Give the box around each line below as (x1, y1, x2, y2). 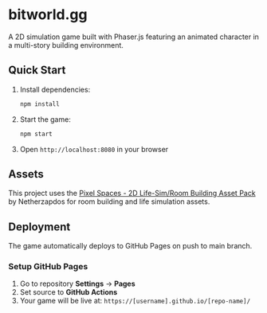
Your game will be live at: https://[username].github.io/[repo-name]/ (19, 296, 251, 306)
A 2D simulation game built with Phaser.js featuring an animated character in (8, 32, 259, 41)
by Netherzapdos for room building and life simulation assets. (8, 197, 210, 206)
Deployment (8, 220, 71, 233)
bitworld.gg (8, 6, 88, 24)
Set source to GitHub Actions (19, 288, 118, 297)
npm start (19, 130, 53, 138)
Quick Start (8, 64, 66, 77)
